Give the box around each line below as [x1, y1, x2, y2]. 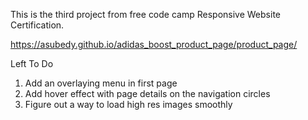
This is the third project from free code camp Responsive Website [10, 9, 281, 20]
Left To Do [10, 58, 54, 69]
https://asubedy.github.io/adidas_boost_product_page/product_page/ [10, 39, 298, 50]
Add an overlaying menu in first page [24, 77, 178, 89]
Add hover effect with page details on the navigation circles [24, 88, 271, 99]
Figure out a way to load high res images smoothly [24, 99, 233, 110]
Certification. [10, 19, 65, 31]
